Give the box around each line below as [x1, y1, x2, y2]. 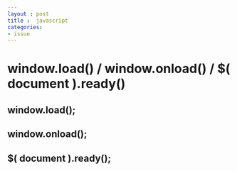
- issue [7, 30, 31, 38]
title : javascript [7, 17, 69, 24]
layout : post [7, 10, 50, 18]
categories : [7, 23, 43, 31]
